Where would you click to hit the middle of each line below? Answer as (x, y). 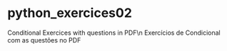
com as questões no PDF (44, 40)
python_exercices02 (70, 13)
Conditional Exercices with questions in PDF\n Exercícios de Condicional (114, 33)
